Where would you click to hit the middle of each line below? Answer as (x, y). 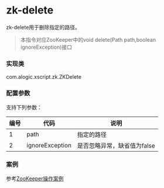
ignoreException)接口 (46, 47)
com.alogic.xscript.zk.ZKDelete (44, 77)
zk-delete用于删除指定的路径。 (43, 27)
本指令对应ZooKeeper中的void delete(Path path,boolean (88, 39)
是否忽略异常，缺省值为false (116, 146)
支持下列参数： (24, 107)
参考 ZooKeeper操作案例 (35, 178)
